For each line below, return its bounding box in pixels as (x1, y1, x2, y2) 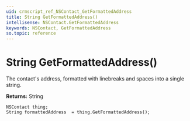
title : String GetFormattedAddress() (6, 14, 98, 20)
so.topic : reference (6, 31, 57, 36)
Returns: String (6, 93, 44, 100)
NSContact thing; (6, 104, 49, 110)
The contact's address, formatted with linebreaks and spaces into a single (6, 75, 185, 82)
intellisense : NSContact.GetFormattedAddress (6, 19, 119, 25)
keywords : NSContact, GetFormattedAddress (6, 25, 111, 31)
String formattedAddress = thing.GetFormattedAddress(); (6, 109, 150, 115)
